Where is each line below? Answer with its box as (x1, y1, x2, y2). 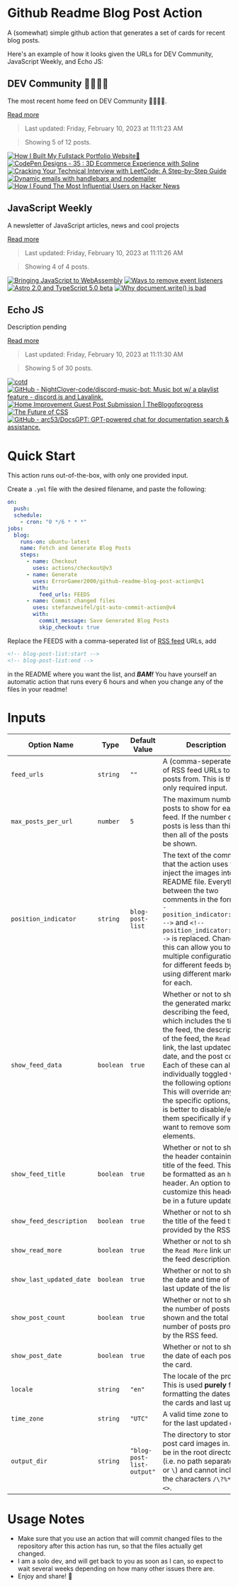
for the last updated (162, 1418, 228, 1428)
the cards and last (162, 1398, 222, 1408)
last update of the (162, 1283, 222, 1293)
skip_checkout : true (38, 624, 100, 631)
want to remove (162, 1122, 215, 1132)
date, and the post (162, 1051, 223, 1061)
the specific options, (162, 1095, 231, 1105)
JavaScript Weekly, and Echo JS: (7, 57, 104, 65)
